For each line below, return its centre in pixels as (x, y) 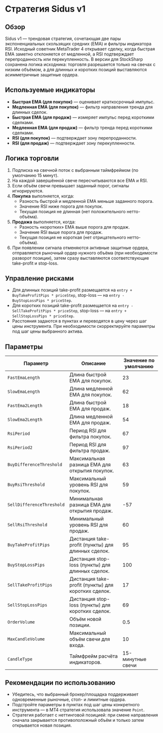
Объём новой (86, 619)
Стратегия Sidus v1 (45, 9)
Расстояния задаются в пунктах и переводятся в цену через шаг (79, 321)
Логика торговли (32, 158)
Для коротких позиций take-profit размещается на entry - (73, 305)
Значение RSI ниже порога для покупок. (61, 206)
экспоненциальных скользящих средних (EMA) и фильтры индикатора (78, 44)
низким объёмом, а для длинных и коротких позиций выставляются (76, 70)
